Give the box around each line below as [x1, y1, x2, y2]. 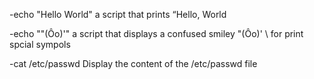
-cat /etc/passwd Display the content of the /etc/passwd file [9, 58, 258, 69]
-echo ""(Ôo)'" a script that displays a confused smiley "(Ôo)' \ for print [9, 28, 304, 39]
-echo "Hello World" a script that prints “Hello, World [9, 9, 227, 20]
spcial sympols [9, 39, 71, 50]
